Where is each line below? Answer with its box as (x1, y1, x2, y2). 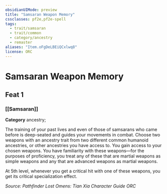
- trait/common (10, 30, 42, 35)
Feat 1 (5, 90, 24, 99)
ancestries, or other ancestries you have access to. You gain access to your (5, 142, 162, 148)
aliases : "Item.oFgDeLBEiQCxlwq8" (5, 44, 78, 49)
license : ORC (5, 49, 33, 54)
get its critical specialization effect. (5, 173, 78, 179)
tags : (5, 21, 17, 26)
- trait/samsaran (10, 26, 46, 31)
